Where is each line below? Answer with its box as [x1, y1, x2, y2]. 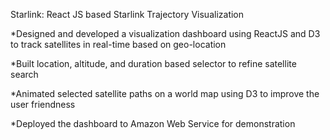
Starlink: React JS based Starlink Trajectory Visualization [10, 9, 245, 20]
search [10, 69, 39, 80]
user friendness [10, 99, 76, 110]
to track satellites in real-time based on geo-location [10, 39, 227, 50]
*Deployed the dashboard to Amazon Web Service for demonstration [10, 118, 296, 129]
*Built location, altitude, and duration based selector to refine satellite [10, 58, 297, 69]
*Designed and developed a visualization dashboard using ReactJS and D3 [10, 28, 321, 39]
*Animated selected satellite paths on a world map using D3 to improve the [10, 88, 320, 99]
